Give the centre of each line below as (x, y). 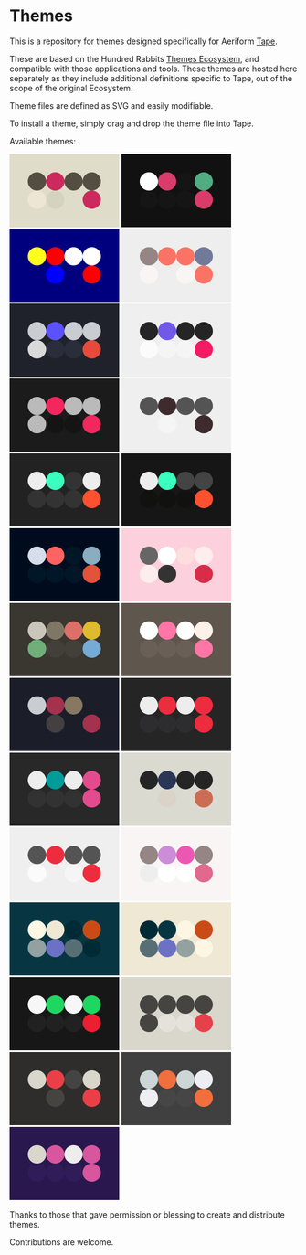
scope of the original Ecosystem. (71, 88)
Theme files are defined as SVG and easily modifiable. (111, 105)
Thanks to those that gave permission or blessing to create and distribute (147, 1214)
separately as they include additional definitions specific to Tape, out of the (151, 78)
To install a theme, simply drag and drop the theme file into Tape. (132, 123)
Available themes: (42, 141)
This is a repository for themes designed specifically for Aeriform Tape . (144, 41)
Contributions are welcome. (62, 1242)
